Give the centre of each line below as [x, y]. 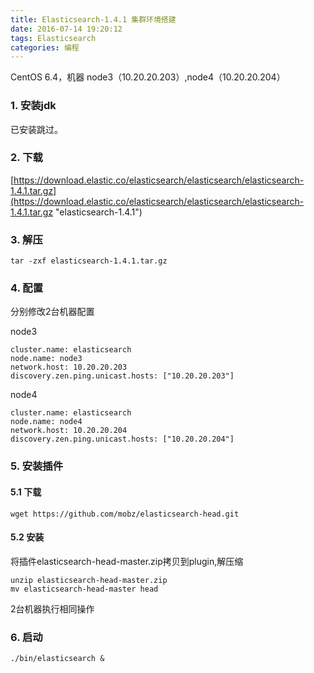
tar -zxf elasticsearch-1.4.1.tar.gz [89, 261]
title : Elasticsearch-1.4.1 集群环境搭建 [93, 19]
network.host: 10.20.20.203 [69, 367]
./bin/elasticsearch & [57, 659]
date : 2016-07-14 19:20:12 [66, 29]
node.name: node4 [46, 422]
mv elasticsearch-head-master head [84, 589]
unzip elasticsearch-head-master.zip [89, 580]
